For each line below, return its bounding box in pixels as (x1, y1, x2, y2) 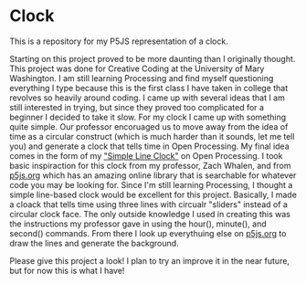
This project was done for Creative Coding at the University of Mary (9, 63, 265, 74)
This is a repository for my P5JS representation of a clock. (9, 36, 228, 47)
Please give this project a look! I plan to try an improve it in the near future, (9, 255, 290, 266)
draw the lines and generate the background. (9, 237, 180, 248)
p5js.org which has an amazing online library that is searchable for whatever (9, 170, 297, 181)
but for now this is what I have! (9, 265, 125, 276)
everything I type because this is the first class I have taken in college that (9, 82, 289, 93)
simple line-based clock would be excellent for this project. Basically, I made (9, 189, 297, 200)
